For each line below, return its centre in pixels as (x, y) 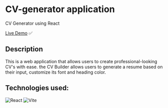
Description (24, 49)
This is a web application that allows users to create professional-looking (81, 61)
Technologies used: (37, 88)
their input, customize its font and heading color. (56, 72)
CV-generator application (60, 9)
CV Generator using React (32, 23)
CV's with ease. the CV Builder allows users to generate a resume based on (84, 67)
